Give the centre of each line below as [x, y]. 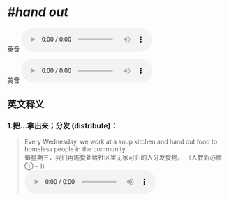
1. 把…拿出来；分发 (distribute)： [63, 126]
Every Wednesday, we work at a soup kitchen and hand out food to [121, 141]
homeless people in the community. [75, 149]
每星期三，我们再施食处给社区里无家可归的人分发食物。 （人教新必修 [123, 157]
